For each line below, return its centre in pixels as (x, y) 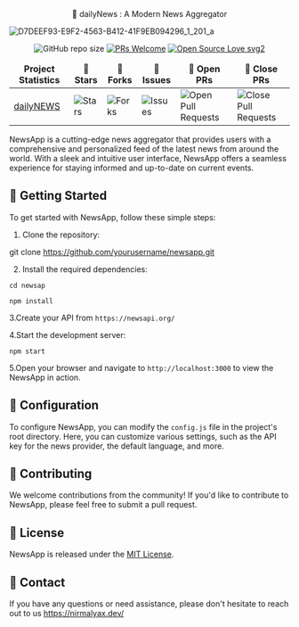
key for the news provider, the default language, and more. (117, 446)
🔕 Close (261, 69)
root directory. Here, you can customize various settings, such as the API (143, 436)
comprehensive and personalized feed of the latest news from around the (144, 149)
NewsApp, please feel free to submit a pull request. (103, 505)
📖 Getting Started (58, 196)
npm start (28, 351)
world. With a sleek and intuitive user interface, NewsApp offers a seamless (148, 158)
